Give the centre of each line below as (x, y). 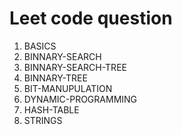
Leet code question (91, 18)
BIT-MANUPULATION (68, 88)
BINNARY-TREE (55, 78)
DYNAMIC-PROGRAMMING (80, 99)
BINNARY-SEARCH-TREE (75, 67)
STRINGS (43, 120)
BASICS (40, 46)
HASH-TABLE (51, 109)
